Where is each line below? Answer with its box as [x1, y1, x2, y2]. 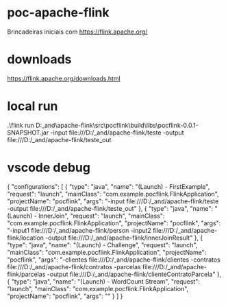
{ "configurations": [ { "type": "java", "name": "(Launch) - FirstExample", [7, 182, 210, 190]
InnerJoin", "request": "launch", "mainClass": [38, 212, 165, 220]
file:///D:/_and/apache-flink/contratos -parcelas [7, 262, 142, 271]
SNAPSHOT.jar [7, 128, 49, 137]
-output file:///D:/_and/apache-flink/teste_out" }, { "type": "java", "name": [7, 204, 214, 212]
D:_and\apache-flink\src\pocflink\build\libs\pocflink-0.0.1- [35, 121, 199, 129]
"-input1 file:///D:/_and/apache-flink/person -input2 [7, 226, 152, 234]
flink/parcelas [7, 270, 46, 278]
